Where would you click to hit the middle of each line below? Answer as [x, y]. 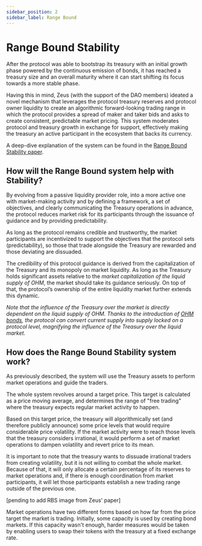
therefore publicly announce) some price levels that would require [88, 426]
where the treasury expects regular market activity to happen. [83, 407]
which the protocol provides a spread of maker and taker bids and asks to [98, 114]
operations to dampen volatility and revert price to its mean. [80, 445]
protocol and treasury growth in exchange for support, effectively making [97, 127]
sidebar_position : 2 [32, 12]
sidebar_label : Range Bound [42, 18]
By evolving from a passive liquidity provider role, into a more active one [96, 195]
